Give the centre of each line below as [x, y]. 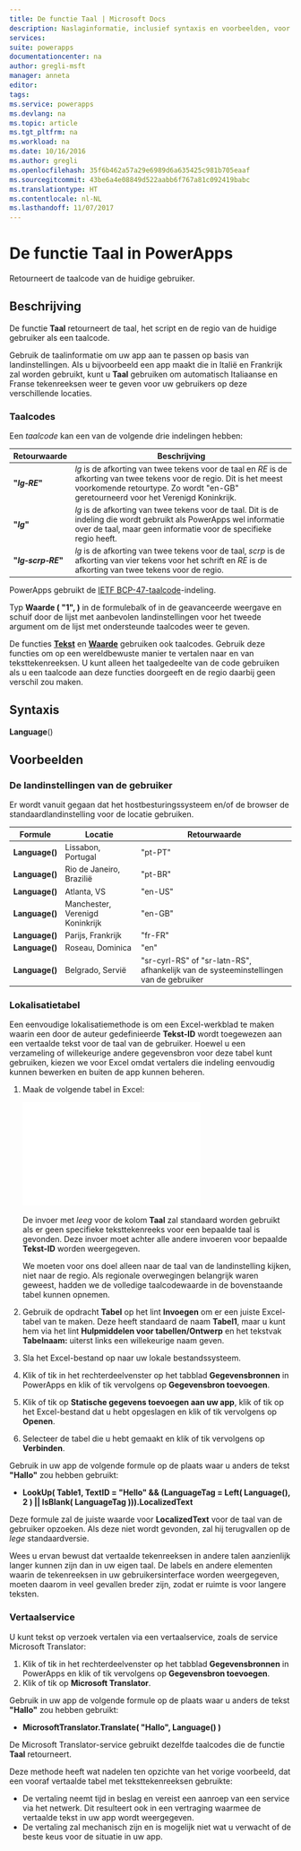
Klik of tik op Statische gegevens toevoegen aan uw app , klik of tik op [153, 1403]
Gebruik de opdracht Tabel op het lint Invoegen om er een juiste [141, 1312]
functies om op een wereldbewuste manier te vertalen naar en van [132, 653]
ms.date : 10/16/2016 [48, 152]
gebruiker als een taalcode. [60, 337]
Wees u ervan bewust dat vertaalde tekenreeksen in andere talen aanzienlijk [150, 1556]
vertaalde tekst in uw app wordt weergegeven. [108, 1817]
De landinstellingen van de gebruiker [91, 786]
